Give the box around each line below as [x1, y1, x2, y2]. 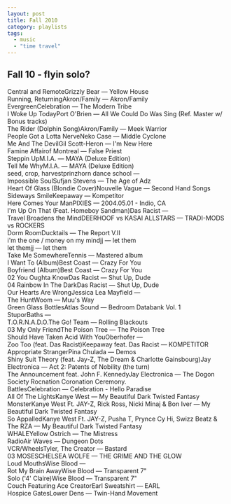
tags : [7, 29, 23, 37]
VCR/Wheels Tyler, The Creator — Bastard [7, 444, 127, 452]
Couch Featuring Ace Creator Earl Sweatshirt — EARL [7, 481, 160, 490]
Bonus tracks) [7, 117, 48, 125]
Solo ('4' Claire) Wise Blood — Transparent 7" [7, 474, 138, 482]
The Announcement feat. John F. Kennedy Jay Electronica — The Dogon [7, 370, 215, 378]
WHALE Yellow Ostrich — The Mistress [7, 429, 118, 437]
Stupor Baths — [7, 310, 51, 318]
